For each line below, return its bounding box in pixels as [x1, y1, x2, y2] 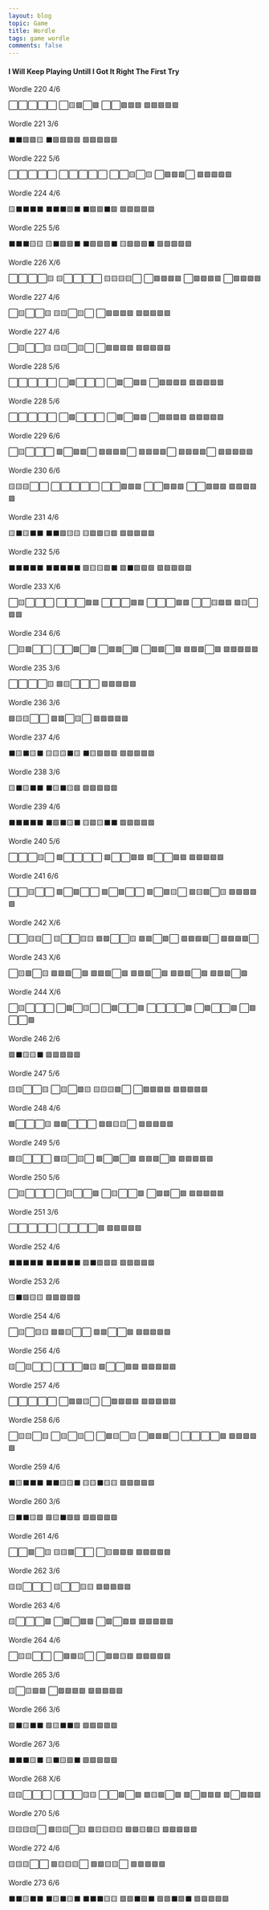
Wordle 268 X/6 [8, 1774, 61, 1784]
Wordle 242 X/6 [8, 918, 61, 928]
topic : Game [8, 19, 48, 27]
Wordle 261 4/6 [8, 1531, 59, 1541]
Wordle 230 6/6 [8, 465, 60, 475]
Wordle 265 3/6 [8, 1670, 60, 1680]
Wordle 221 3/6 [8, 119, 59, 129]
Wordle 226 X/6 [8, 258, 61, 268]
